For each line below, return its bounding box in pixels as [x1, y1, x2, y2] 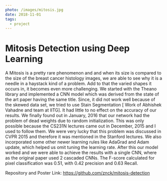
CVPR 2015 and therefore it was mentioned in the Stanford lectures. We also [5, 133, 162, 140]
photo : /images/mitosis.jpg [5, 7, 64, 12]
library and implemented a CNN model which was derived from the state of [5, 91, 160, 97]
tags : [5, 16, 16, 21]
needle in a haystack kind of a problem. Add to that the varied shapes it [5, 80, 152, 86]
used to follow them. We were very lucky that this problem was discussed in [5, 128, 162, 134]
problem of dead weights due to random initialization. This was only [5, 118, 145, 124]
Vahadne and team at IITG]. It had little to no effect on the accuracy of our [5, 107, 157, 113]
